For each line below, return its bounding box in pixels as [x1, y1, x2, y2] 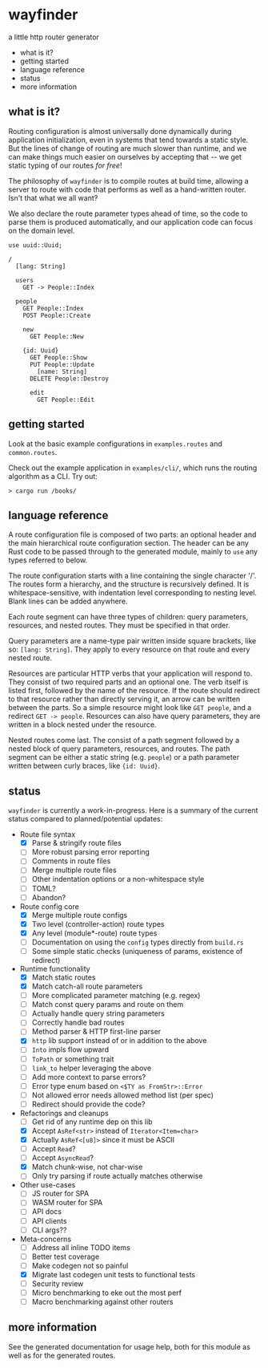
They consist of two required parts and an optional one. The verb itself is [8, 677, 249, 687]
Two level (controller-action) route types [31, 919, 166, 928]
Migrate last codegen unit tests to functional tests [31, 1269, 196, 1279]
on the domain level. [8, 225, 75, 235]
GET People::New [29, 332, 84, 340]
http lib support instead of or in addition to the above [31, 1036, 207, 1045]
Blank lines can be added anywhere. [8, 596, 128, 607]
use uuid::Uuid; [8, 241, 62, 250]
